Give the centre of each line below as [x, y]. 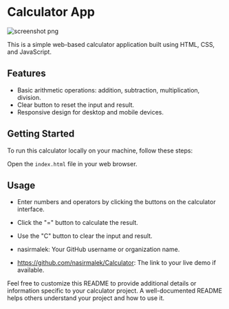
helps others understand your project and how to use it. [86, 298]
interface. [31, 209]
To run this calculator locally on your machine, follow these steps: [100, 150]
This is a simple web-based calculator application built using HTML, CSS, [111, 44]
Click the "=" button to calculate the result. [78, 223]
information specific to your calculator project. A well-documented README [115, 291]
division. [29, 97]
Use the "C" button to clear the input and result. [85, 236]
